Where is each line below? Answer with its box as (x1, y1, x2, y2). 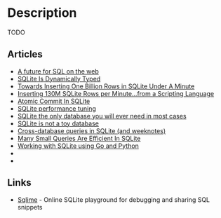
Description (7, 5, 77, 21)
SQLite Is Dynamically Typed (17, 74, 101, 83)
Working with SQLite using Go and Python (17, 142, 139, 150)
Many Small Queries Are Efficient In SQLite (17, 134, 141, 142)
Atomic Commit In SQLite (17, 97, 91, 105)
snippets (17, 203, 43, 211)
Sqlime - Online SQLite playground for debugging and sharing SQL (17, 195, 210, 204)
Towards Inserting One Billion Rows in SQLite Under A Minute (17, 82, 195, 90)
